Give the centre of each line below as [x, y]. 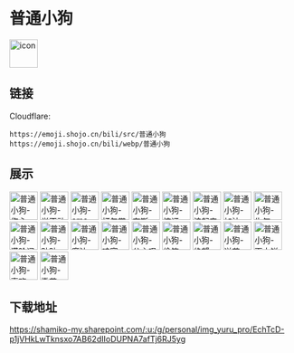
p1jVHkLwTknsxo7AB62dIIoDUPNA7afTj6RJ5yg [98, 339]
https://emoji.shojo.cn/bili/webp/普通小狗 [90, 144]
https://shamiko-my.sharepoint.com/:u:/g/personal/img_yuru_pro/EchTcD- [147, 329]
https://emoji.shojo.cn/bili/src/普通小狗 [88, 134]
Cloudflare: [30, 116]
